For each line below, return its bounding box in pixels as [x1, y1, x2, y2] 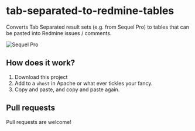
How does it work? [6, 58, 76, 68]
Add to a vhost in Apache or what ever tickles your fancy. [14, 80, 153, 87]
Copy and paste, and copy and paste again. [14, 86, 120, 93]
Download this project [14, 73, 68, 80]
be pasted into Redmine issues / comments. [6, 29, 112, 36]
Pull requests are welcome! [6, 118, 71, 125]
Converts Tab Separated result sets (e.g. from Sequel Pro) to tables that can [6, 23, 189, 30]
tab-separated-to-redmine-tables [6, 4, 175, 18]
